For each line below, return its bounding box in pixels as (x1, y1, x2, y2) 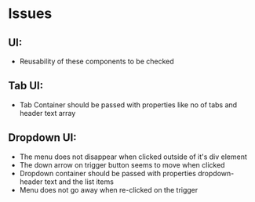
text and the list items (44, 177, 114, 186)
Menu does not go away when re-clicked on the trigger (19, 185, 199, 194)
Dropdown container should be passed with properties (19, 168, 196, 178)
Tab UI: (8, 79, 44, 92)
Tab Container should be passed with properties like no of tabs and (19, 99, 238, 110)
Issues (8, 5, 53, 23)
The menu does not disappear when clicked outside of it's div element (19, 152, 247, 161)
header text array (19, 108, 76, 117)
